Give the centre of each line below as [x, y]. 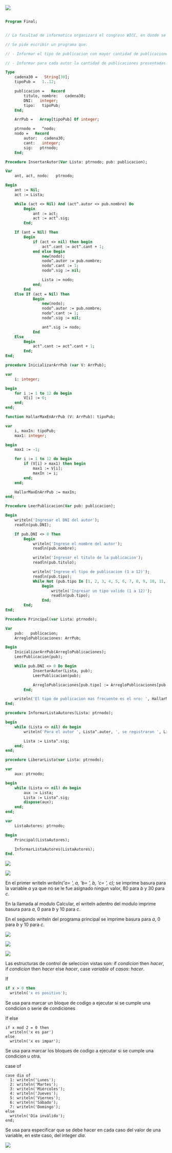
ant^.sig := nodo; [61, 327]
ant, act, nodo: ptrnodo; [44, 176]
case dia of [18, 1075]
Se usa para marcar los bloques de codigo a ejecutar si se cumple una [80, 1051]
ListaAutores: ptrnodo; [40, 826]
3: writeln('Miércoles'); [38, 1089]
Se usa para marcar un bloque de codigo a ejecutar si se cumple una [78, 1003]
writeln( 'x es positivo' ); [39, 993]
